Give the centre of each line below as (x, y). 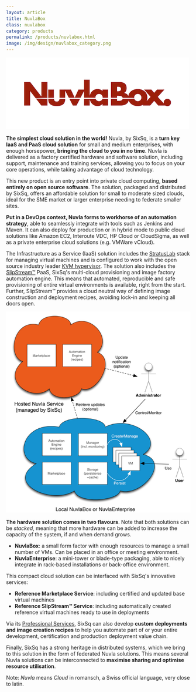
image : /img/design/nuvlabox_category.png (59, 43)
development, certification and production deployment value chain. (87, 636)
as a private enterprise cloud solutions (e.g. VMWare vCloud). (80, 242)
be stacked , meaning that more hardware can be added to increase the (92, 528)
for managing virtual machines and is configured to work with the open (92, 260)
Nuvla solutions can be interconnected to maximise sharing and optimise (95, 660)
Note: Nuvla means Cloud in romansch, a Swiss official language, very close (98, 678)
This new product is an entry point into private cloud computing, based (92, 181)
